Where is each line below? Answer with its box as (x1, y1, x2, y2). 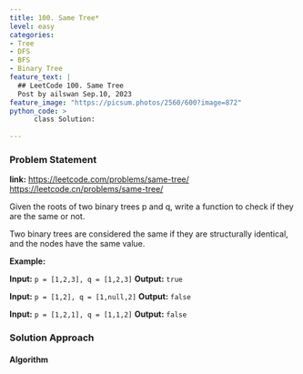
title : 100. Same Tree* (9, 13, 100, 23)
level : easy (9, 22, 55, 31)
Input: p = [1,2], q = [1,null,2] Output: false (9, 291, 191, 302)
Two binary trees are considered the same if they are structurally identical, (9, 228, 288, 239)
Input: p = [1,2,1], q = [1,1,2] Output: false (9, 308, 187, 319)
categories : (9, 30, 55, 39)
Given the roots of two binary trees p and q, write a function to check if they (9, 201, 294, 212)
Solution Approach (9, 331, 95, 344)
